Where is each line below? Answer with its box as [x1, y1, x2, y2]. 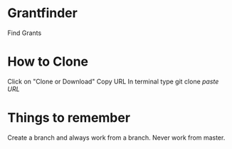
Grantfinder [7, 5, 78, 21]
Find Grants [7, 29, 42, 37]
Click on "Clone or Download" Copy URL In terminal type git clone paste [7, 77, 219, 86]
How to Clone [7, 53, 89, 70]
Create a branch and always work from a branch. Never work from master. [7, 133, 226, 142]
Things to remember [7, 110, 130, 126]
